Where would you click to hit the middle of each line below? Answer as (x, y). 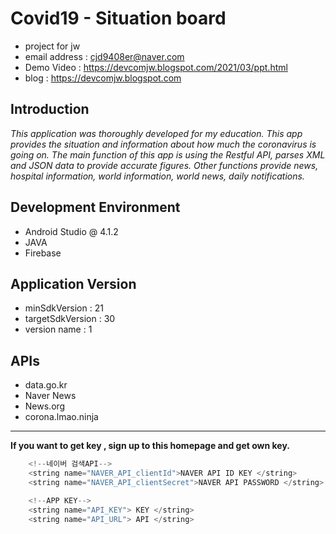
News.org (45, 406)
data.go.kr (46, 385)
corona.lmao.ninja (61, 417)
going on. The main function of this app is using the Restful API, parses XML (168, 154)
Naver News (50, 396)
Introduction (50, 109)
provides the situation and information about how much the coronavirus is (163, 144)
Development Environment (95, 207)
